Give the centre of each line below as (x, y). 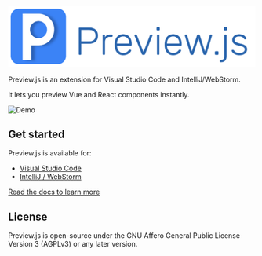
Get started (36, 134)
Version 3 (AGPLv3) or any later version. (73, 244)
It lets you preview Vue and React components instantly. (99, 94)
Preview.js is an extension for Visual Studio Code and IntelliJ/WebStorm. (124, 79)
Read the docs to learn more (54, 192)
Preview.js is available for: (50, 153)
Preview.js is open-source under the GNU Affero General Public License (124, 236)
